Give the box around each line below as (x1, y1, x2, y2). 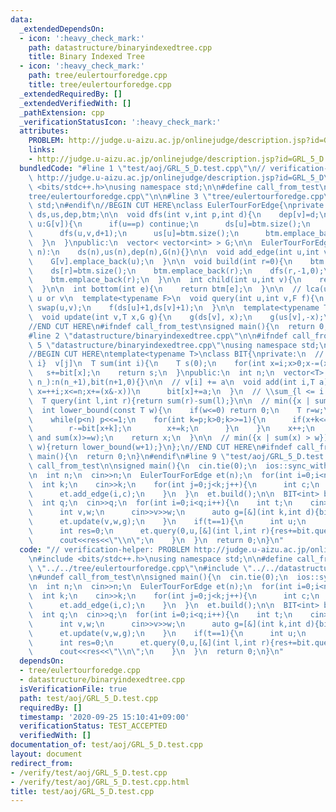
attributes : (19, 126, 70, 136)
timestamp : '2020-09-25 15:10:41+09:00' (19, 712, 190, 722)
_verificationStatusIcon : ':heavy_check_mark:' (19, 117, 222, 127)
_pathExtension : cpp (19, 107, 105, 118)
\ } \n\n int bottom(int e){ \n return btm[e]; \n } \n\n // (28, 284, 302, 295)
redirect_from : (10, 758, 74, 768)
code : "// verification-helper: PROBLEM (19, 544, 190, 555)
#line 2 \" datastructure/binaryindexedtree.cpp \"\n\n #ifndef (28, 331, 288, 341)
